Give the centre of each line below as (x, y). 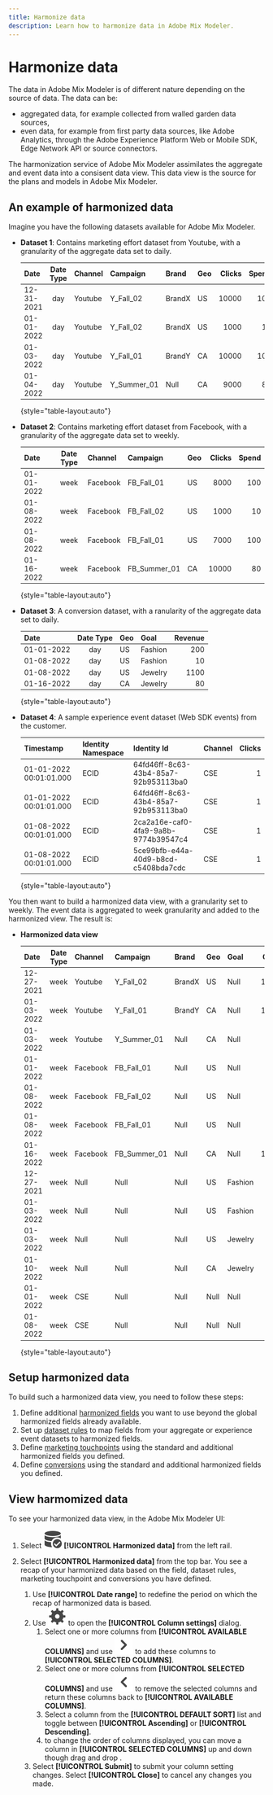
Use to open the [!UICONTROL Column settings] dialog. (137, 1623)
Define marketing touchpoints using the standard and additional (127, 1447)
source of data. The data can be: (63, 99)
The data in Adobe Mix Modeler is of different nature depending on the (127, 90)
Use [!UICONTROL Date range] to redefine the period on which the (145, 1595)
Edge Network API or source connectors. (89, 149)
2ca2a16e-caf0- (163, 821)
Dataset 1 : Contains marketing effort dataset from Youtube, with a (130, 243)
